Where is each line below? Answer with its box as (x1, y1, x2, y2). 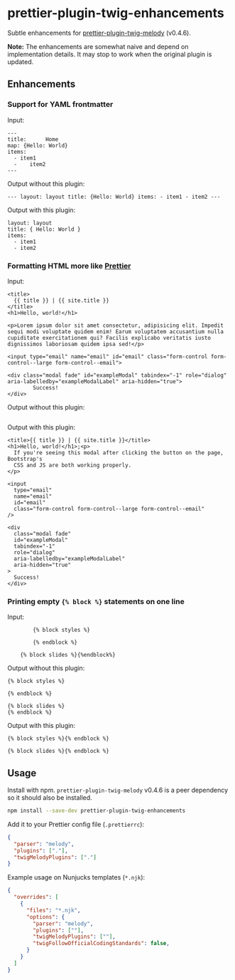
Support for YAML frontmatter (7, 100, 114, 110)
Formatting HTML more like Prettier (7, 261, 131, 271)
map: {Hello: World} (7, 142, 69, 149)
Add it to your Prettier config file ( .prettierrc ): (7, 820, 144, 828)
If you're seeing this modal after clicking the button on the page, (13, 449, 224, 457)
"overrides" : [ (13, 894, 59, 901)
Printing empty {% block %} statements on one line (7, 596, 185, 606)
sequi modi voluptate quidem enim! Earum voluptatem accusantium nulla (7, 328, 224, 335)
